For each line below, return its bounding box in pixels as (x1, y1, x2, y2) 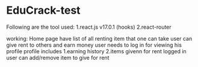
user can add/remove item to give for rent (6, 54, 110, 61)
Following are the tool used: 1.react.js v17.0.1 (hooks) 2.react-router (6, 23, 172, 31)
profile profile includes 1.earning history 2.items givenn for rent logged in (6, 47, 187, 54)
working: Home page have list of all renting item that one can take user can (6, 35, 193, 42)
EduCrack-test (6, 4, 81, 17)
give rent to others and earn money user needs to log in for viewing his (6, 41, 182, 48)
